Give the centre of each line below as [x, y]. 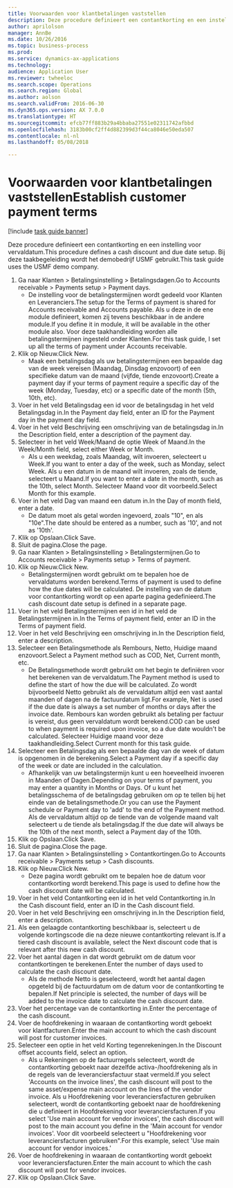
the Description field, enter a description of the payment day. [105, 435]
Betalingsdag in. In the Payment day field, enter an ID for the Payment [116, 413]
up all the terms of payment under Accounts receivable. [108, 346]
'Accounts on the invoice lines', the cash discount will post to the [120, 1082]
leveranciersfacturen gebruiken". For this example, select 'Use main [124, 1141]
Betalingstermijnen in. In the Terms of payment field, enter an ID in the [117, 619]
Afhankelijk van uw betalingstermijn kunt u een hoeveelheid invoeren [126, 773]
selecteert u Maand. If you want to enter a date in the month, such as [125, 479]
